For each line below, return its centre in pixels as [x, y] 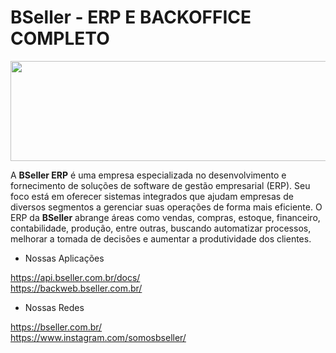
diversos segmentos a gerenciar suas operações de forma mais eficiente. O [166, 207]
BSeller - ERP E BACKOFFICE [131, 17]
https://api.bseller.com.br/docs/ [75, 277]
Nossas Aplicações [64, 258]
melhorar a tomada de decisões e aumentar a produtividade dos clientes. [161, 238]
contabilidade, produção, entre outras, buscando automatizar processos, [161, 228]
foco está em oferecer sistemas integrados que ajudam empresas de [152, 196]
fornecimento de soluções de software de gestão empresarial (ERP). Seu [160, 185]
